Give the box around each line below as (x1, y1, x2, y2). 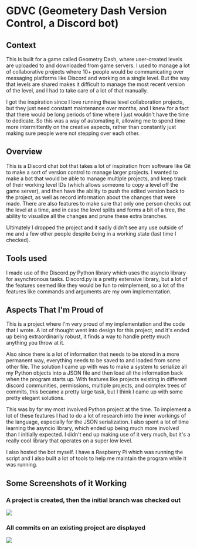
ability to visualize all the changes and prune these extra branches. (6, 212, 168, 219)
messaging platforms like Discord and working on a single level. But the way (6, 75, 190, 81)
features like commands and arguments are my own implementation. (6, 287, 172, 295)
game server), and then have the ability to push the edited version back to (6, 187, 185, 194)
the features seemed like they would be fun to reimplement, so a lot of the (6, 282, 185, 289)
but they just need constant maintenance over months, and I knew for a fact (6, 105, 189, 111)
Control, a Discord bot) (6, 16, 119, 30)
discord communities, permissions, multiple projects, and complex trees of (6, 382, 186, 389)
